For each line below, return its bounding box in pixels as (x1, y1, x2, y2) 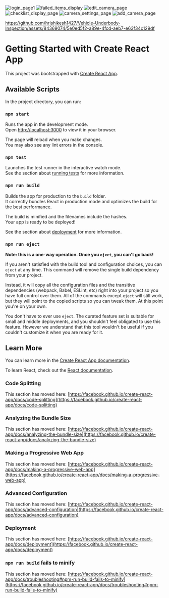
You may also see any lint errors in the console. (5, 142, 103, 148)
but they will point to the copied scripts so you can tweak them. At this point (5, 298, 163, 304)
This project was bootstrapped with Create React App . (5, 70, 119, 76)
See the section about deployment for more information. (5, 228, 122, 235)
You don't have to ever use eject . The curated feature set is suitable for (5, 313, 154, 319)
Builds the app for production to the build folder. (5, 193, 106, 199)
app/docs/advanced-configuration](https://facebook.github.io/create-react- (5, 506, 164, 513)
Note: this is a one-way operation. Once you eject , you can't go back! (5, 251, 154, 257)
